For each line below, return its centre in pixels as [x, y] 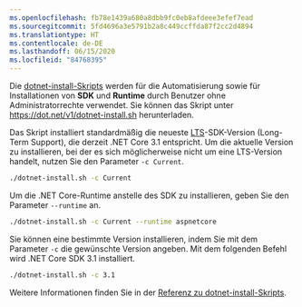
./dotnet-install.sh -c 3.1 [63, 275]
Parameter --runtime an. [55, 204]
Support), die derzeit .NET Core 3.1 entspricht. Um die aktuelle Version [162, 142]
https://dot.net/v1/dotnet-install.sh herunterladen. [102, 115]
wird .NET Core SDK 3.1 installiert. [73, 258]
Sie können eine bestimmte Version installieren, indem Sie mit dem [134, 239]
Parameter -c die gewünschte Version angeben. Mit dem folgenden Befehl [148, 248]
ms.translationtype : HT [54, 35]
